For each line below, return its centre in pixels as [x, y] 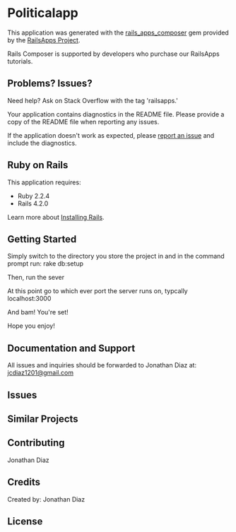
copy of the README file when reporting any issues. [83, 122]
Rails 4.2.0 [33, 203]
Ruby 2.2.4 [34, 196]
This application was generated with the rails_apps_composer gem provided [118, 32]
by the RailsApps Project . [44, 40]
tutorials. [20, 61]
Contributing [36, 443]
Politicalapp [43, 13]
